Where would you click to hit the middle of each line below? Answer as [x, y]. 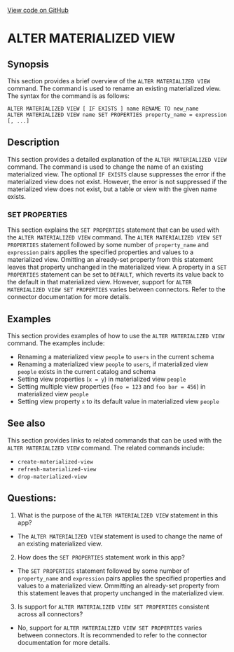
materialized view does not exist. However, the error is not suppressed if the [117, 181]
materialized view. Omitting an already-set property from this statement [110, 260]
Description [33, 143]
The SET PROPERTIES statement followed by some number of [103, 571]
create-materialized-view [55, 462]
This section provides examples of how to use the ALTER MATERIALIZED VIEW [116, 335]
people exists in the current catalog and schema [87, 371]
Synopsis [28, 64]
